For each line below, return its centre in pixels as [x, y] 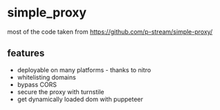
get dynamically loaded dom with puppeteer [80, 99]
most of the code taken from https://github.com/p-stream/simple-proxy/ [110, 32]
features [26, 53]
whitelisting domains [46, 77]
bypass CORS [37, 85]
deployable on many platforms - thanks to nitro [84, 69]
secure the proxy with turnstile [61, 91]
